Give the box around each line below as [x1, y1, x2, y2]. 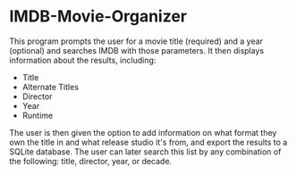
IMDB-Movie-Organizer [9, 6, 188, 27]
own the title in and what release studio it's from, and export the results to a [9, 137, 288, 147]
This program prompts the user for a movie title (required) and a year [9, 36, 264, 46]
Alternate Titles [21, 81, 79, 92]
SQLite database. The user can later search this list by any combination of [9, 146, 282, 157]
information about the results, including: [9, 54, 156, 65]
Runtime [21, 110, 54, 121]
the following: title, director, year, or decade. [9, 155, 173, 166]
